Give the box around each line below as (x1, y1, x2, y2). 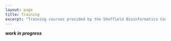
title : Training (5, 12, 40, 17)
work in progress (5, 30, 42, 36)
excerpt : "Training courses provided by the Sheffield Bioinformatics (5, 16, 158, 21)
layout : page (5, 7, 33, 12)
